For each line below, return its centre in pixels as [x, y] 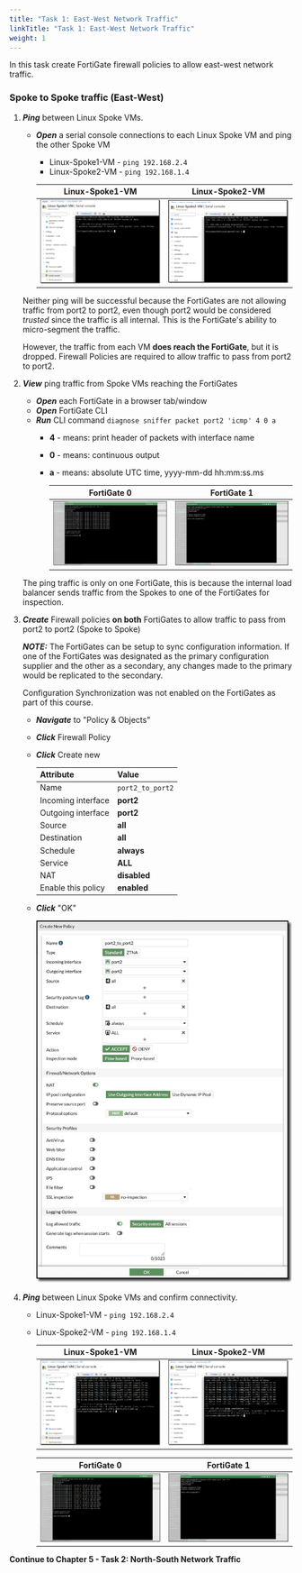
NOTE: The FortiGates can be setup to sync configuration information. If [156, 646]
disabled [134, 875]
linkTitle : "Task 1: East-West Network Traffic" [102, 28]
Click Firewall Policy [73, 737]
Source [53, 826]
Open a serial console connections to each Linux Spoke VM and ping [164, 134]
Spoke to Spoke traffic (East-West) [87, 97]
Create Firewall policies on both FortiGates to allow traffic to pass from [154, 619]
